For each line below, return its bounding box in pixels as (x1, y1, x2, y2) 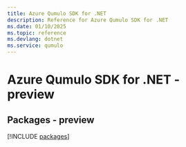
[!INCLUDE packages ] (7, 133, 70, 140)
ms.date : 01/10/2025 (7, 23, 67, 30)
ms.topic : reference (7, 29, 67, 37)
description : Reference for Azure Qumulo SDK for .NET (7, 17, 169, 23)
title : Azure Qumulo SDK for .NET (7, 10, 107, 17)
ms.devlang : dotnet (7, 36, 64, 43)
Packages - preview (7, 114, 95, 126)
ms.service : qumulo (7, 42, 64, 49)
